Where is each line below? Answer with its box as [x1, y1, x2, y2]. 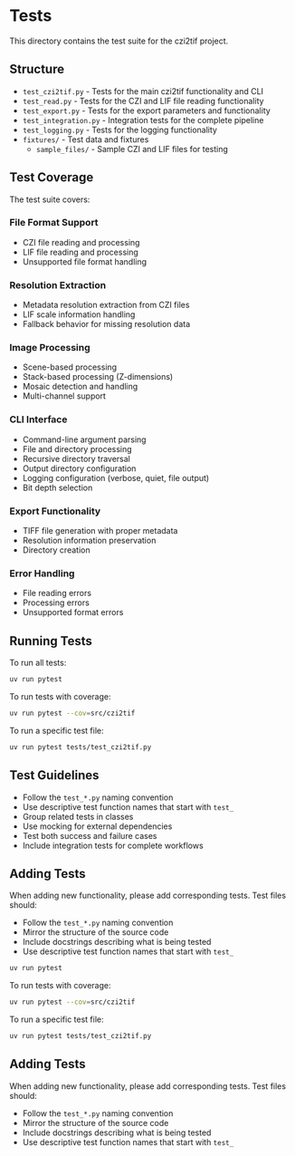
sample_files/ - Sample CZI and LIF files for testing [35, 143, 229, 154]
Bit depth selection [22, 482, 93, 493]
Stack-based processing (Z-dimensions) [22, 371, 174, 382]
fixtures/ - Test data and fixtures [22, 133, 149, 145]
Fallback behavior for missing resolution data [22, 319, 191, 330]
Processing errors [22, 597, 90, 608]
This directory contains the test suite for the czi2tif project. [9, 35, 229, 46]
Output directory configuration [22, 463, 137, 474]
